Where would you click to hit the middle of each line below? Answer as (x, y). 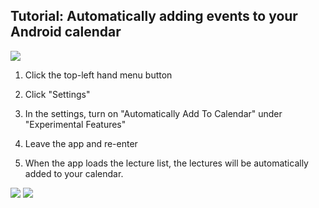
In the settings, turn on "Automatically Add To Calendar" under (153, 113)
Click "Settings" (57, 94)
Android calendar (66, 32)
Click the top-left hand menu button (98, 75)
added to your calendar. (74, 173)
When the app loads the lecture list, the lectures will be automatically (166, 163)
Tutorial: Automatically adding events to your (154, 16)
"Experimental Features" (75, 124)
